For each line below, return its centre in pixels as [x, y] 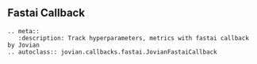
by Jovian [24, 45]
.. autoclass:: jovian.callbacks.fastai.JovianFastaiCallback [112, 52]
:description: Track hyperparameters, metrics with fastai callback [133, 38]
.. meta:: [24, 31]
